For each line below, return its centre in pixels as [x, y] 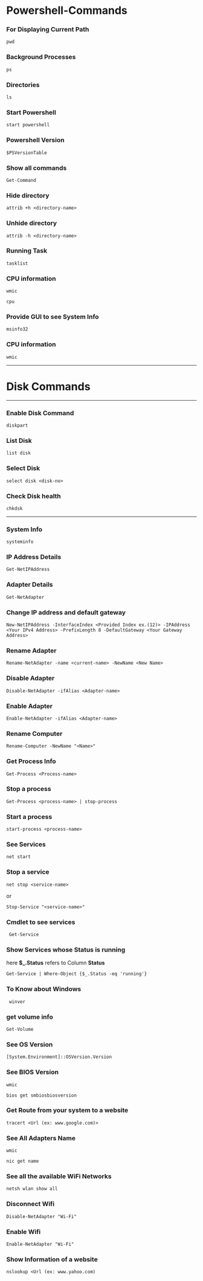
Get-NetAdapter [25, 597]
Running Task [27, 251]
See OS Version [30, 1044]
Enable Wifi [24, 1231]
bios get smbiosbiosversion [42, 1095]
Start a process [29, 816]
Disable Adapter [31, 679]
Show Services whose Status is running [66, 949]
